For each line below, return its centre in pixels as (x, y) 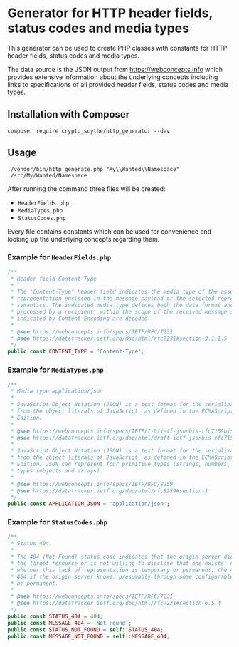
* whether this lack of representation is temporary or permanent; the (119, 570)
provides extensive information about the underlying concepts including (113, 77)
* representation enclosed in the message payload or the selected (112, 299)
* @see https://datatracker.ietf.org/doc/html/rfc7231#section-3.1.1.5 (119, 338)
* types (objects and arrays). (57, 471)
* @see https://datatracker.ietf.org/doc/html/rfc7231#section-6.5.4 (116, 604)
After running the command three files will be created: (86, 188)
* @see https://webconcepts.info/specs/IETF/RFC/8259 (92, 484)
